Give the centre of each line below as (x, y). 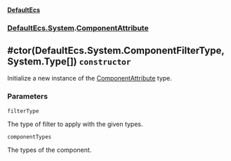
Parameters (27, 97)
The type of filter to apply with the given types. (75, 124)
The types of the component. (49, 150)
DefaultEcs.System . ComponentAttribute (78, 28)
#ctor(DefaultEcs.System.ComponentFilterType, (116, 50)
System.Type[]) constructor (69, 61)
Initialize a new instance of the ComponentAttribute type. (90, 78)
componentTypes (29, 136)
